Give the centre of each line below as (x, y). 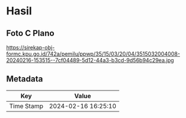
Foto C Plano (30, 33)
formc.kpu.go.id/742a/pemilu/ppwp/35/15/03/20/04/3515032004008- (93, 54)
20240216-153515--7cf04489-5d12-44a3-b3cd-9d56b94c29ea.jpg (90, 60)
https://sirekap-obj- (31, 47)
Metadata (25, 79)
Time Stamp (26, 106)
